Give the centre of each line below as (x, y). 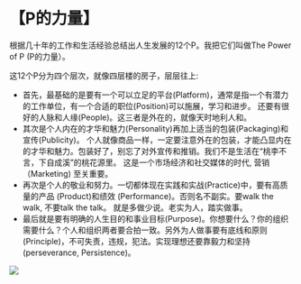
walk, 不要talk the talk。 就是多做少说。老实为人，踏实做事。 (135, 207)
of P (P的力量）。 (40, 56)
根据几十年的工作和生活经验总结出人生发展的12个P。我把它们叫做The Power (150, 45)
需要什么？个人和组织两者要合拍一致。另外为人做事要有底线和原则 (145, 230)
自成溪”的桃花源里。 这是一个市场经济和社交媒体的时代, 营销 (158, 162)
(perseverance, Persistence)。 (79, 252)
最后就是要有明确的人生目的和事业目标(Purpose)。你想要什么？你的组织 (155, 218)
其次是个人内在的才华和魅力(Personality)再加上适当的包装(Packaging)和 (155, 128)
